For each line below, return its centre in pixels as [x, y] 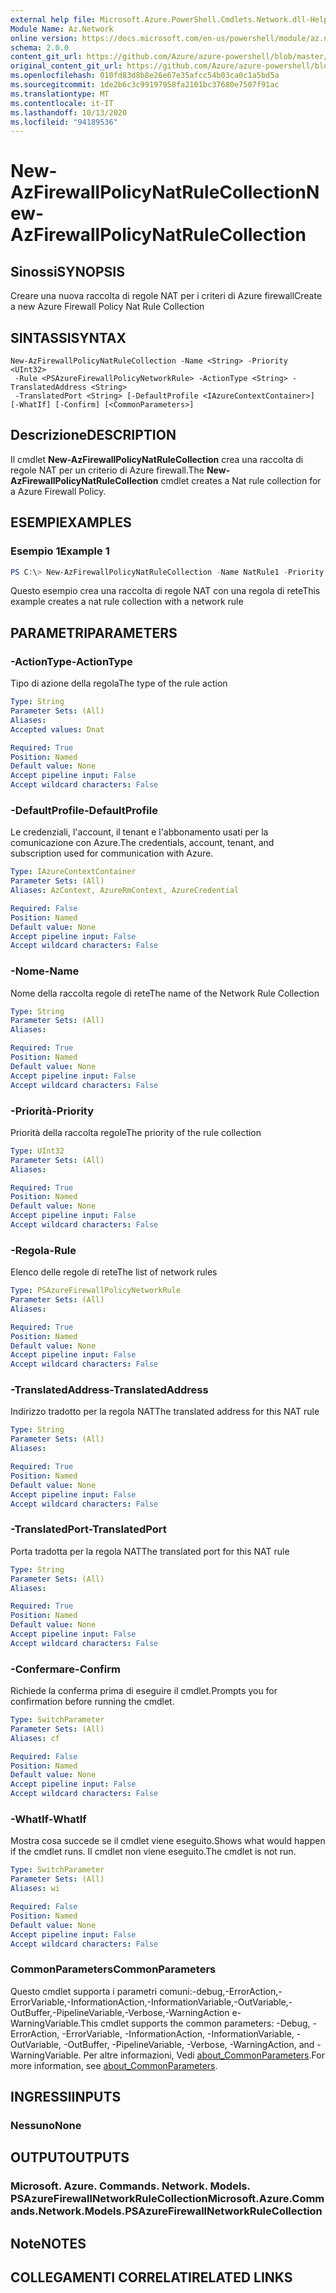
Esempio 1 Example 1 [60, 551]
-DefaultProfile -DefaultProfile [84, 810]
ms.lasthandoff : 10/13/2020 [69, 112]
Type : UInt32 [37, 1151]
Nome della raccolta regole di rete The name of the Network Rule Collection [165, 993]
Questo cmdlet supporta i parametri [84, 1991]
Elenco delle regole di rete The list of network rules [114, 1272]
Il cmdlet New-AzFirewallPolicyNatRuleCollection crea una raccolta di [157, 459]
